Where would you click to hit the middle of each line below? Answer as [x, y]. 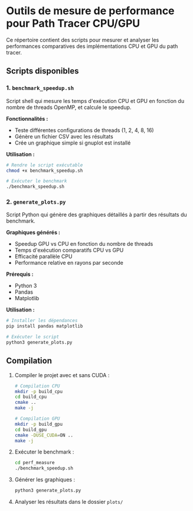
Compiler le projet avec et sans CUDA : [62, 375]
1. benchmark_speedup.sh [40, 88]
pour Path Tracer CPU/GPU [73, 23]
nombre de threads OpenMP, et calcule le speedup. [69, 107]
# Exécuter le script [33, 337]
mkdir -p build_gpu [39, 424]
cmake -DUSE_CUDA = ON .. [44, 435]
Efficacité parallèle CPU [43, 256]
